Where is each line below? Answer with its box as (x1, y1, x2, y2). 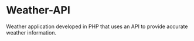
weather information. (6, 29, 57, 36)
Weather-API (6, 4, 70, 17)
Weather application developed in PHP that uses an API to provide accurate (6, 23, 188, 30)
